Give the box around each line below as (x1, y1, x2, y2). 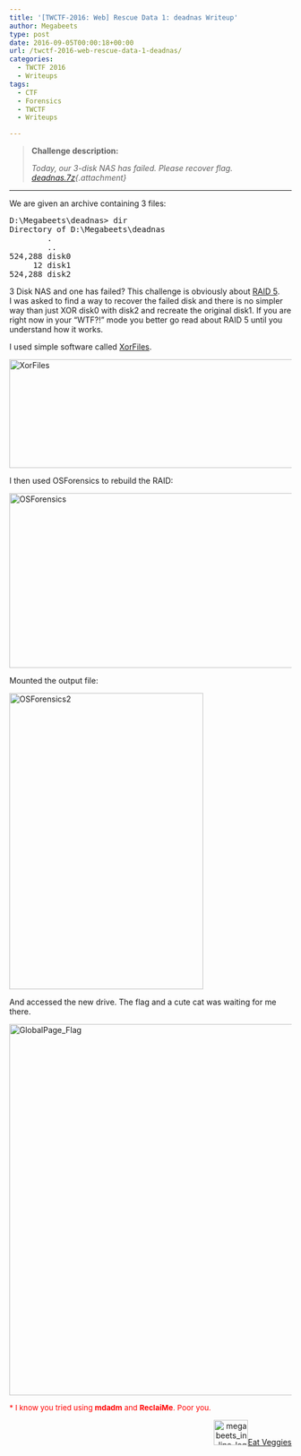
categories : (9, 55, 54, 64)
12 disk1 (32, 261, 72, 271)
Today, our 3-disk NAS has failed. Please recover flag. (30, 163, 233, 174)
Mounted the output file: (9, 676, 99, 686)
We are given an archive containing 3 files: (9, 198, 167, 209)
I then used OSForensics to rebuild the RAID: (9, 476, 174, 487)
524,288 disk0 (9, 252, 72, 262)
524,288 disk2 (9, 270, 72, 280)
